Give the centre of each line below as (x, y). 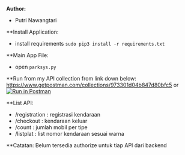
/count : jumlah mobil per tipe (51, 127)
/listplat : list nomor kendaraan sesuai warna (69, 134)
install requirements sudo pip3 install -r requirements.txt (90, 44)
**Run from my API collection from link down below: (71, 78)
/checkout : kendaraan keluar (51, 121)
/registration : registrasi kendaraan (58, 114)
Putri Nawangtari (36, 20)
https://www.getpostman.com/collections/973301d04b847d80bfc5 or (92, 85)
